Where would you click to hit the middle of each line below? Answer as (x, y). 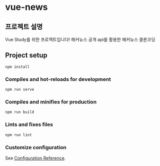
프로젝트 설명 (24, 27)
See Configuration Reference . (35, 158)
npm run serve (20, 90)
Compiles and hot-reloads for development (58, 79)
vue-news (27, 7)
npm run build (20, 112)
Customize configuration (36, 147)
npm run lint (19, 135)
